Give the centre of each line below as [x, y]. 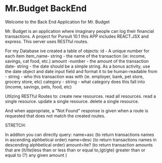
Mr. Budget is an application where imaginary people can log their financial [80, 31]
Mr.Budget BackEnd [46, 8]
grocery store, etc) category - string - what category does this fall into [75, 81]
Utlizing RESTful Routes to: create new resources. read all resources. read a [81, 96]
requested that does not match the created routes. [55, 116]
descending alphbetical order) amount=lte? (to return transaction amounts [79, 145]
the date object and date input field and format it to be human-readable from [81, 71]
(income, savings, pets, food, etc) [38, 87]
